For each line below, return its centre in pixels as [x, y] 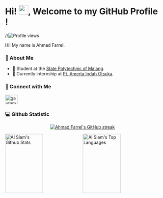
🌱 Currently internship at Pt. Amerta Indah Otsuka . [63, 74]
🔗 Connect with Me [28, 87]
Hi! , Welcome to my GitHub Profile [81, 12]
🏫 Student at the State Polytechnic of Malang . [58, 68]
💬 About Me [19, 58]
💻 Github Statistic [27, 114]
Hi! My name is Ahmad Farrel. [35, 45]
